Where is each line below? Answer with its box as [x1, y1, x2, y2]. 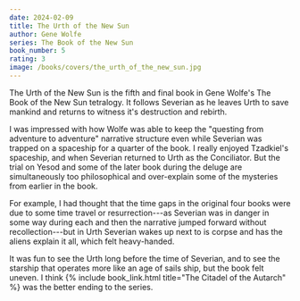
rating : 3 [9, 54, 46, 63]
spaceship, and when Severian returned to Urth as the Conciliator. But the [9, 152, 281, 163]
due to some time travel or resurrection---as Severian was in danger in [9, 207, 270, 218]
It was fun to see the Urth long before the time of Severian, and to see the [9, 253, 280, 263]
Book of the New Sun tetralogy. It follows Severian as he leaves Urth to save [9, 96, 289, 107]
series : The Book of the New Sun [9, 38, 134, 47]
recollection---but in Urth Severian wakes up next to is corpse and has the [9, 226, 283, 237]
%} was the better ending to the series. [9, 281, 154, 292]
